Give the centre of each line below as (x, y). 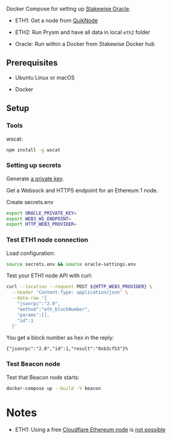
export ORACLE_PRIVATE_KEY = (42, 213)
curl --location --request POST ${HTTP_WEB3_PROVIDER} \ (79, 287)
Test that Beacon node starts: (43, 377)
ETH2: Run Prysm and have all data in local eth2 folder (83, 32)
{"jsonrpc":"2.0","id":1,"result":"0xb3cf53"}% (67, 349)
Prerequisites (32, 63)
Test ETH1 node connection (47, 240)
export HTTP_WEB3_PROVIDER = (42, 224)
